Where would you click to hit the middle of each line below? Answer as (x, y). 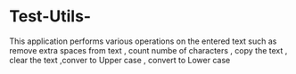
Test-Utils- (50, 16)
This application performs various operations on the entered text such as (143, 41)
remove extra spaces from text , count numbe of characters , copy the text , (148, 50)
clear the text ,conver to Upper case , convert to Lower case (120, 60)
